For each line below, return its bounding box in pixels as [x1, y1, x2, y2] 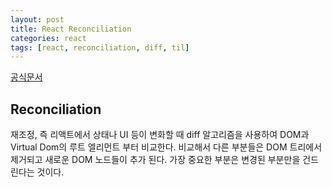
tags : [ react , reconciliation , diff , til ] [10, 42, 190, 53]
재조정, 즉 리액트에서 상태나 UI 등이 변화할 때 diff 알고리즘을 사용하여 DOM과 [10, 129, 310, 141]
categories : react [10, 33, 87, 43]
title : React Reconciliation [10, 24, 132, 34]
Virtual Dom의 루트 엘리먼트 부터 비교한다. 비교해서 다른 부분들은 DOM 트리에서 [10, 141, 323, 153]
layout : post [10, 14, 65, 25]
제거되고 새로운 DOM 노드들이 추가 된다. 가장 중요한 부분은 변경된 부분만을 [10, 154, 301, 166]
